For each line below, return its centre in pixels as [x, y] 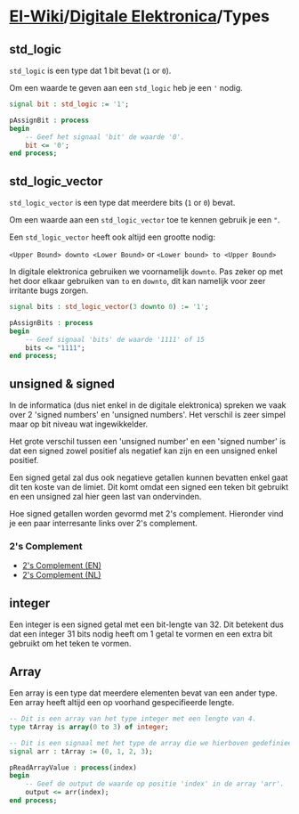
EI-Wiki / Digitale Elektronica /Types [139, 16]
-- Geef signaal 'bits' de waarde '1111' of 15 [115, 339]
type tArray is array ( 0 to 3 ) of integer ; [89, 727]
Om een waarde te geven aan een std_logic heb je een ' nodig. [126, 88]
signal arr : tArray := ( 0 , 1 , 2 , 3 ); [81, 751]
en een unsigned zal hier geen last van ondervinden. [105, 497]
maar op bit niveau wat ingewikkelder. [79, 424]
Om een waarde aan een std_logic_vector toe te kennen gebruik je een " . [145, 220]
